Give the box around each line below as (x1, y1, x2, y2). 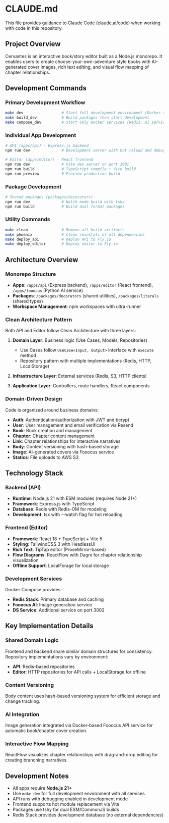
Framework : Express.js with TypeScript (12, 501, 95, 507)
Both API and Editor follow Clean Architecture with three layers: (5, 328, 136, 334)
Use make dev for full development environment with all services (12, 791, 145, 797)
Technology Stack (5, 469, 63, 477)
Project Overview (5, 40, 61, 48)
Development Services (5, 575, 62, 582)
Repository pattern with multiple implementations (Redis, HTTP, (20, 358, 152, 364)
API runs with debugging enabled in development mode (12, 796, 128, 802)
